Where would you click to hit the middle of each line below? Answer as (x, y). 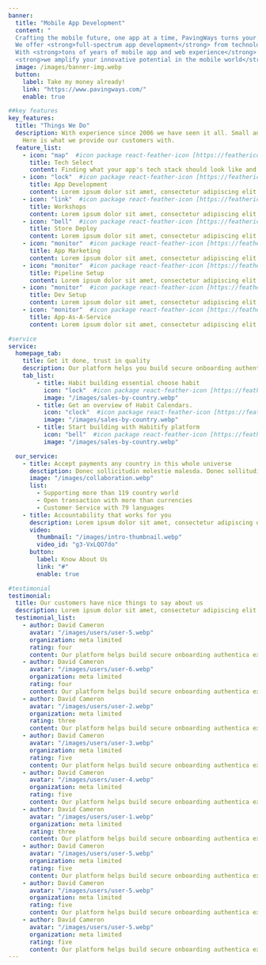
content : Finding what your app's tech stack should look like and (143, 170)
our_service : (37, 456)
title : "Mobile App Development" (70, 23)
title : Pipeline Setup (66, 273)
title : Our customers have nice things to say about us (109, 603)
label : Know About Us (72, 559)
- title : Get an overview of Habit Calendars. (115, 405)
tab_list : (39, 376)
